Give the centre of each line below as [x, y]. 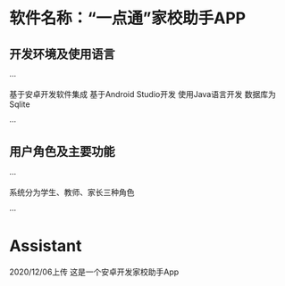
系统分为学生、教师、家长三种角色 [72, 192]
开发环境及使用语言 [62, 54]
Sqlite [20, 104]
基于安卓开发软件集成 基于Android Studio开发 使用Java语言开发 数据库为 [143, 94]
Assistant [46, 246]
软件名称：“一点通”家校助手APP [128, 18]
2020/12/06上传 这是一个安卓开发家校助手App [94, 272]
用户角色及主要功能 [62, 152]
